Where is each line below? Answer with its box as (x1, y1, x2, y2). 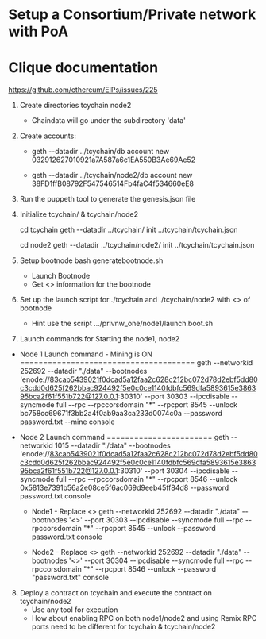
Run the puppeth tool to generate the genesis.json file (19, 194, 196, 204)
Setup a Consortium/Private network (8, 6, 256, 24)
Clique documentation (8, 59, 159, 77)
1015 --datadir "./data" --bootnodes (54, 441, 171, 450)
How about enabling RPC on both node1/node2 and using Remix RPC (31, 614, 257, 623)
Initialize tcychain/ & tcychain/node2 (19, 210, 139, 219)
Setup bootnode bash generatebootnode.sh (19, 256, 164, 265)
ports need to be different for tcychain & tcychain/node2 (31, 622, 216, 632)
